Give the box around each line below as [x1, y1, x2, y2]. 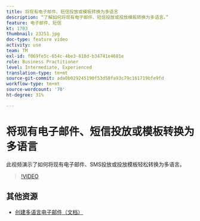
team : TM [6, 48, 28, 54]
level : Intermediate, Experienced [6, 64, 93, 70]
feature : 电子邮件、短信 [6, 20, 61, 26]
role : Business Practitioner [6, 59, 79, 65]
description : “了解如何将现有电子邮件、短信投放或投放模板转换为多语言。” [6, 14, 169, 20]
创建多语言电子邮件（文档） [14, 208, 84, 216]
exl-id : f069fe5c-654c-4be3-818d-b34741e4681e [6, 53, 124, 59]
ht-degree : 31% [6, 92, 44, 98]
